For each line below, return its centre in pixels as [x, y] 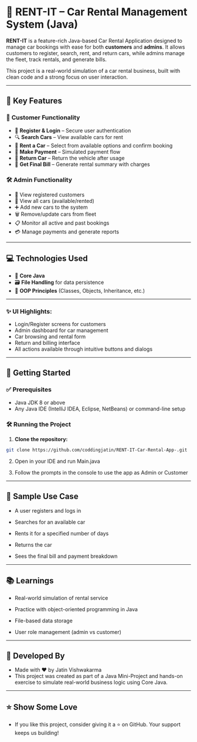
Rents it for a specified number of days [62, 533]
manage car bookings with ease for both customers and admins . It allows [96, 47]
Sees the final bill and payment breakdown [66, 556]
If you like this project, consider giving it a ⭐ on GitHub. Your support [97, 724]
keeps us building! [37, 733]
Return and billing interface [47, 343]
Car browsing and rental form [50, 337]
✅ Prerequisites [29, 389]
